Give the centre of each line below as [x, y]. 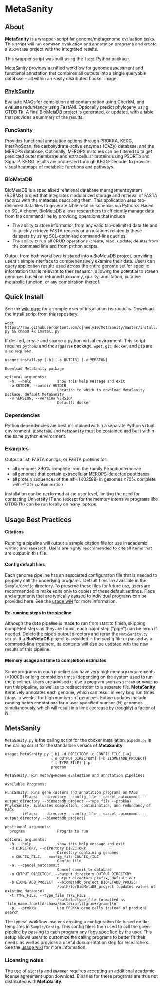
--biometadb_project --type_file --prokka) [87, 801]
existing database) [25, 891]
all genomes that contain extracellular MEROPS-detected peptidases [81, 474]
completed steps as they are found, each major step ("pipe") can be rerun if [81, 629]
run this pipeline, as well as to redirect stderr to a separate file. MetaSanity [80, 687]
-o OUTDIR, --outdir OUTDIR [38, 385]
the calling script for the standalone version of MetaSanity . [64, 745]
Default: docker [74, 403]
